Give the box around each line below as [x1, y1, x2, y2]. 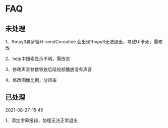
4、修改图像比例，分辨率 [5, 77, 57, 83]
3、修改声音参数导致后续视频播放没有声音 [5, 67, 92, 72]
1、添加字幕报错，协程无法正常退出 [5, 117, 78, 123]
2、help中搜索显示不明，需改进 [5, 56, 70, 61]
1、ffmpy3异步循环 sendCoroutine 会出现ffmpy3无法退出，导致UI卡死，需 [5, 39, 158, 44]
